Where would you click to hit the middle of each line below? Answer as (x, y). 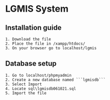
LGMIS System (37, 9)
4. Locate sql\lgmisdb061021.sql (41, 89)
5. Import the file (26, 93)
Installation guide (34, 28)
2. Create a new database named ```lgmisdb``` (56, 80)
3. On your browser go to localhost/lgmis (51, 48)
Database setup (31, 64)
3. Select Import (24, 84)
